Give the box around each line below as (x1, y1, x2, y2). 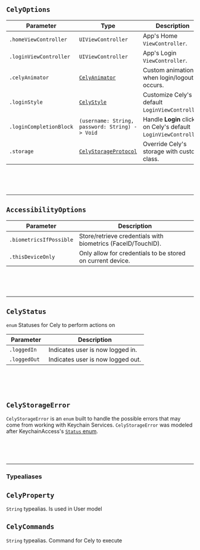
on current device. (79, 257, 130, 265)
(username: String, (79, 117, 135, 124)
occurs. (142, 81, 164, 89)
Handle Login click (142, 115, 195, 123)
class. (142, 155, 160, 163)
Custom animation (142, 66, 194, 74)
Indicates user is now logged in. (48, 346, 137, 354)
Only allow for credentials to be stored (79, 249, 186, 257)
